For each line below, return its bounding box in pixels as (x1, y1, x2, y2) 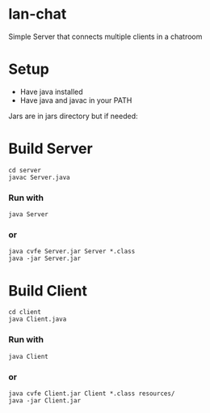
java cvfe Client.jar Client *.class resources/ (8, 390, 175, 398)
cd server (8, 166, 42, 174)
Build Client (8, 281, 87, 300)
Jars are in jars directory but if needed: (8, 111, 139, 121)
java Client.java (8, 315, 67, 324)
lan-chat (8, 5, 67, 23)
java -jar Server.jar (8, 254, 82, 263)
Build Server (8, 139, 93, 158)
